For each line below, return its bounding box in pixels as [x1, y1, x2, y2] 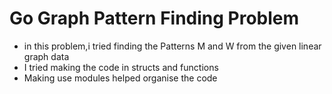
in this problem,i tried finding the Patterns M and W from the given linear [23, 40, 322, 52]
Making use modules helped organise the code [23, 72, 218, 84]
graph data [23, 50, 70, 62]
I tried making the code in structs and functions [23, 61, 219, 73]
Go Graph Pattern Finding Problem [9, 7, 300, 30]
